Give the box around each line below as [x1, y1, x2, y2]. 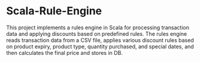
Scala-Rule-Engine [6, 4, 102, 18]
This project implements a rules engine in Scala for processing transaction [6, 24, 190, 31]
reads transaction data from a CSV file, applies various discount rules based [6, 36, 194, 44]
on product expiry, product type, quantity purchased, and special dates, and [6, 43, 195, 50]
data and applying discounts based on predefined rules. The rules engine [6, 30, 187, 37]
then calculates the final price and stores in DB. [6, 49, 123, 56]
